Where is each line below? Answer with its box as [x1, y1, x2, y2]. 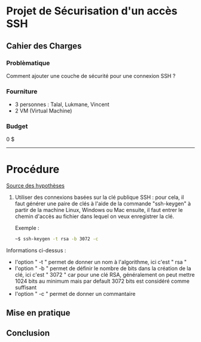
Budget [6, 122, 28, 131]
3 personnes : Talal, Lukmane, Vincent [14, 101, 109, 108]
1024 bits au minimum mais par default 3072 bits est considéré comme [14, 277, 190, 285]
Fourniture [6, 87, 38, 95]
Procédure [6, 162, 60, 176]
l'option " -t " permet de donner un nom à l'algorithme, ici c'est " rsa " [14, 259, 187, 266]
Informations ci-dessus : [6, 247, 66, 254]
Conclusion [6, 328, 50, 338]
